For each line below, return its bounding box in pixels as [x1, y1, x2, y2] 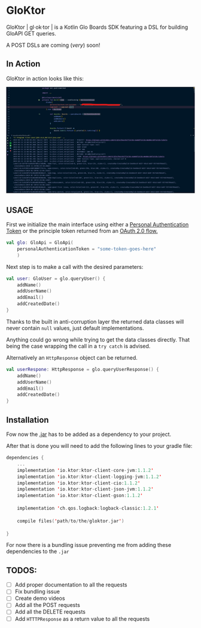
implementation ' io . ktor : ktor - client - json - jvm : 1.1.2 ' [17, 486, 154, 492]
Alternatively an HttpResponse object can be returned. [6, 354, 138, 361]
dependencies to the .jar [6, 548, 69, 555]
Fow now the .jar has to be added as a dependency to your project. [6, 430, 172, 438]
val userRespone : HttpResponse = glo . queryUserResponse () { [6, 366, 160, 372]
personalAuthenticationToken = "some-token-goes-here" [17, 246, 157, 252]
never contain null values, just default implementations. [6, 324, 144, 331]
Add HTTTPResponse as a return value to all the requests [14, 615, 150, 622]
